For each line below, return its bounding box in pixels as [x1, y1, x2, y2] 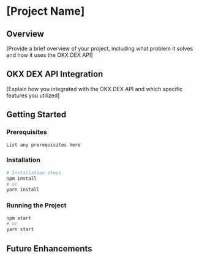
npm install [6, 175, 37, 182]
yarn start [6, 226, 34, 233]
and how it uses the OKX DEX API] [6, 51, 93, 59]
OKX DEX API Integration [6, 69, 103, 79]
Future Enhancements [6, 243, 93, 254]
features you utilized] [6, 92, 60, 99]
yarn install [6, 186, 40, 193]
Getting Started [6, 109, 67, 120]
